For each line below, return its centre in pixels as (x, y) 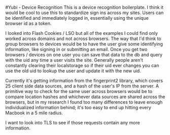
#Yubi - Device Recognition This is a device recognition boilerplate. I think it (84, 7)
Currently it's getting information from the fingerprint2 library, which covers (84, 81)
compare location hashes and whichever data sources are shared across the (85, 97)
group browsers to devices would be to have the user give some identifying (84, 44)
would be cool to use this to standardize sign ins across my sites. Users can (84, 13)
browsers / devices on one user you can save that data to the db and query (84, 55)
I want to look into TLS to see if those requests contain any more (73, 123)
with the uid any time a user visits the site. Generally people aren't (74, 60)
